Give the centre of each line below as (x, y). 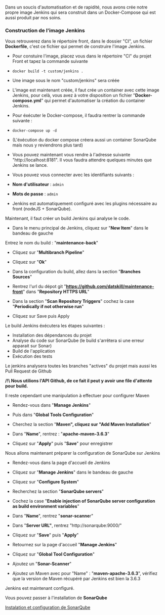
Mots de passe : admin (35, 194)
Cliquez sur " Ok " (29, 262)
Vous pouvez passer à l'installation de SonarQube (56, 598)
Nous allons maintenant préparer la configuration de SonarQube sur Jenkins (83, 453)
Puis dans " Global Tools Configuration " (53, 415)
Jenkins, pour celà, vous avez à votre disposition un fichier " (74, 95)
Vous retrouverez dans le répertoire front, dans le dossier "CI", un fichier (79, 41)
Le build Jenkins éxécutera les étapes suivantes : (55, 326)
